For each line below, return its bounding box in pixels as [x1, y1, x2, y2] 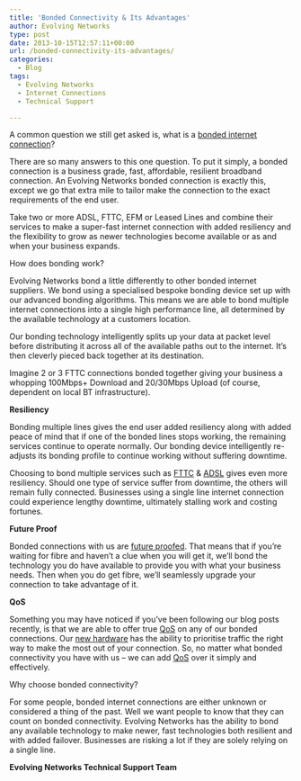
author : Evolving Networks [9, 22, 111, 31]
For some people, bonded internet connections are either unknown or [9, 696, 267, 707]
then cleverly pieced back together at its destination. [9, 350, 205, 361]
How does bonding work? [9, 258, 105, 269]
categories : [9, 55, 54, 64]
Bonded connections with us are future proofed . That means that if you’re [9, 541, 282, 552]
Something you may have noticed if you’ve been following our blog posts [9, 614, 280, 625]
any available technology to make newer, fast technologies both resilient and [9, 725, 293, 736]
